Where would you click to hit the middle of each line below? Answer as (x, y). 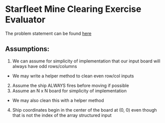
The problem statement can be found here (48, 33)
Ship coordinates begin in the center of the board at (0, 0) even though (84, 110)
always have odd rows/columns (45, 66)
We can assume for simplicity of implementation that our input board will (86, 61)
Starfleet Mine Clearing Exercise (73, 9)
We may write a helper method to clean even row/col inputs (73, 76)
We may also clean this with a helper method (58, 100)
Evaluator (25, 20)
